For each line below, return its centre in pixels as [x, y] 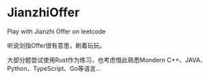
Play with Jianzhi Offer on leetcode [57, 31]
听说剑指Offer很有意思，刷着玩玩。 [57, 45]
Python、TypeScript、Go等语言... [54, 68]
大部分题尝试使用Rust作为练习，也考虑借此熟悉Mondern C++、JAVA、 [107, 60]
